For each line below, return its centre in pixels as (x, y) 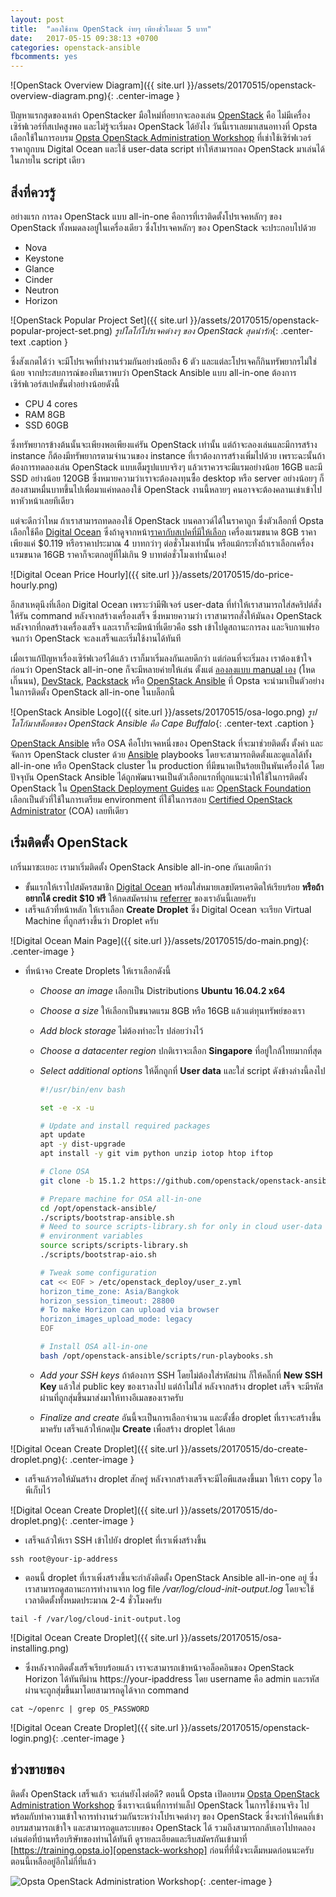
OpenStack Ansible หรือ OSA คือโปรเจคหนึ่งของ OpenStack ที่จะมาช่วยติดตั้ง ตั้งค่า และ (166, 743)
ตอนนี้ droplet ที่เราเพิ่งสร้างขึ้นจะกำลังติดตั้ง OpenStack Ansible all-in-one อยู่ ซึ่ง (171, 1577)
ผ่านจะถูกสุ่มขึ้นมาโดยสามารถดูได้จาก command (106, 1690)
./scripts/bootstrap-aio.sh (98, 1255)
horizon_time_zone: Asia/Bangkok (109, 1291)
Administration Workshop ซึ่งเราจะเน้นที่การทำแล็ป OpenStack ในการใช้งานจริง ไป (160, 1805)
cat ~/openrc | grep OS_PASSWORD (80, 1709)
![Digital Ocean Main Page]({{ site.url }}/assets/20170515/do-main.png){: (159, 940)
